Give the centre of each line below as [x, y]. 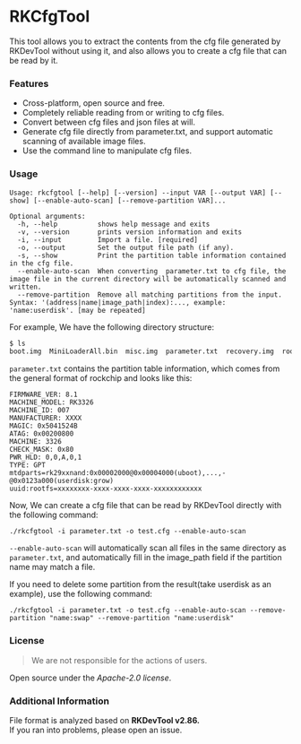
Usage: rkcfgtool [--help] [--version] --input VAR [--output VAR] [138, 193]
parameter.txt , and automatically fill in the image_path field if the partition [146, 558]
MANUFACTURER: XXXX [46, 419]
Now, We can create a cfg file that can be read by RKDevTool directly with [146, 506]
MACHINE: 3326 [36, 442]
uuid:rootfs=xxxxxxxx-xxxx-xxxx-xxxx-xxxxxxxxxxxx [106, 489]
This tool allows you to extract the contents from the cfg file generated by [145, 41]
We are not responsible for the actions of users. [119, 660]
